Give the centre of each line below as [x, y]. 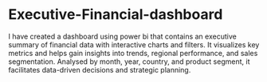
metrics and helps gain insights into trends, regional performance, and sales [133, 53]
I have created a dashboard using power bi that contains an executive [122, 36]
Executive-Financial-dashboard [116, 15]
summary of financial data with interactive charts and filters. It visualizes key [134, 44]
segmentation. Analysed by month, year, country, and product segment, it [129, 61]
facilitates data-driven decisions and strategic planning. [100, 69]
